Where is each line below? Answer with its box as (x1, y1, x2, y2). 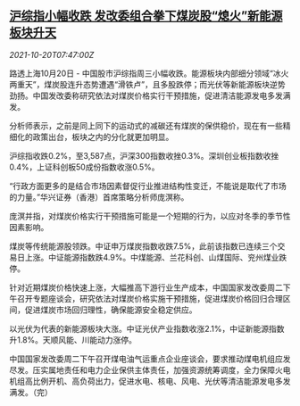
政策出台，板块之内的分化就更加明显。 (32, 131, 174, 142)
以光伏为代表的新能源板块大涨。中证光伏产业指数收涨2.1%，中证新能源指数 (9, 323, 285, 334)
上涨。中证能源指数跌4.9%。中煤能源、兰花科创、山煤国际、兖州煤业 (24, 252, 279, 262)
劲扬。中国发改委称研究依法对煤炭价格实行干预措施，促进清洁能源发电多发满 (9, 90, 291, 101)
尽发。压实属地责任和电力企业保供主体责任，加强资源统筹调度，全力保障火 (9, 364, 283, 375)
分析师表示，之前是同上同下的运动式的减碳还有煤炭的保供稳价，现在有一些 (9, 120, 283, 131)
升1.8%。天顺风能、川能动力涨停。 (9, 334, 137, 345)
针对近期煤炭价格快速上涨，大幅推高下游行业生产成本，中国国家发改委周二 (9, 282, 283, 293)
